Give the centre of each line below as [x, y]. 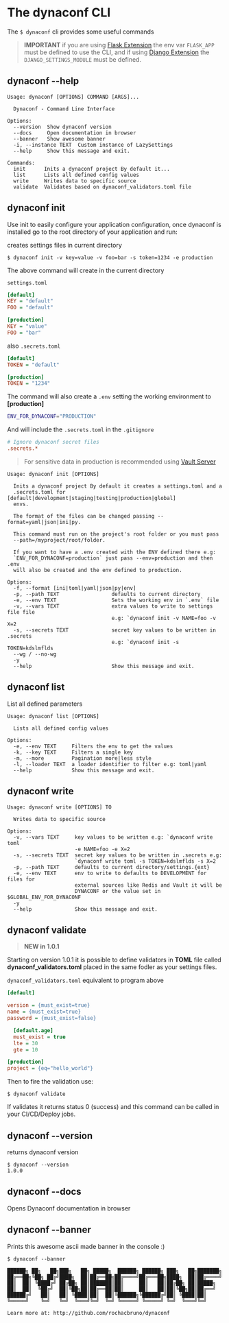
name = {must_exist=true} [44, 1012]
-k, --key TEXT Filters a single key [73, 752]
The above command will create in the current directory [86, 270]
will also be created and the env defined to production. [98, 570]
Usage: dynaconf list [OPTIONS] [53, 716]
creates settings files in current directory [64, 245]
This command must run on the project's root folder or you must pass [116, 534]
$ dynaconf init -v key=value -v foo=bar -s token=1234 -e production [110, 258]
